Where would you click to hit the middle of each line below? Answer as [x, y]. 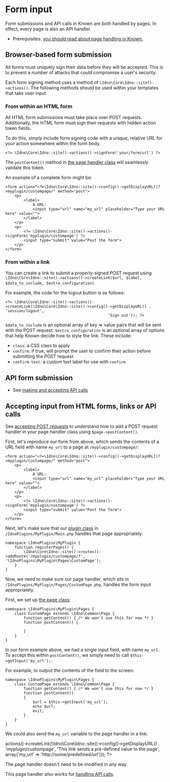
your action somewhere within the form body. [53, 144]
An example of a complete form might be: [49, 178]
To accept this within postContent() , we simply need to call [67, 655]
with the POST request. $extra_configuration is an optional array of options [85, 330]
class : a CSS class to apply [41, 346]
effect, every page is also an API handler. [48, 29]
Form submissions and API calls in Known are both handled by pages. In [81, 23]
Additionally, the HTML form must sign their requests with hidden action [81, 123]
